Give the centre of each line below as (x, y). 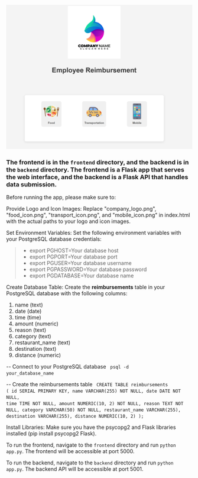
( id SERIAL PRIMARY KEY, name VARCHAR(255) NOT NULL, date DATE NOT (94, 391)
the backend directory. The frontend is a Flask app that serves (95, 169)
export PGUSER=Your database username (80, 263)
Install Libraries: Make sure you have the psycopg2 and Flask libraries (91, 427)
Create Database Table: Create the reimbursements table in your (86, 287)
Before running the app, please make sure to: (61, 198)
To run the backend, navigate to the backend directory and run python (90, 463)
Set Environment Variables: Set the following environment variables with (94, 233)
